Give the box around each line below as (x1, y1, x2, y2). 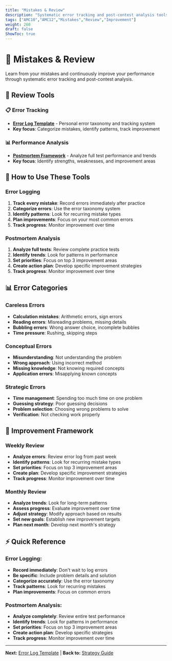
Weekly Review (5, 442, 45, 449)
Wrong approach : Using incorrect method (12, 359, 102, 365)
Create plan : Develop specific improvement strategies (12, 470, 127, 476)
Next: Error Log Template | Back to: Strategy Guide (5, 650, 114, 656)
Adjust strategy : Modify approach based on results (12, 511, 122, 517)
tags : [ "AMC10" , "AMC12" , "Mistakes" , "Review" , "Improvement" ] (5, 17, 137, 22)
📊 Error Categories (5, 284, 68, 292)
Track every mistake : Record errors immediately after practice (12, 200, 145, 206)
